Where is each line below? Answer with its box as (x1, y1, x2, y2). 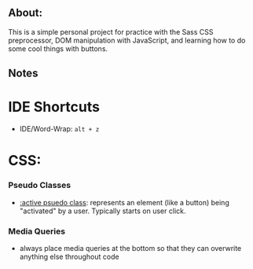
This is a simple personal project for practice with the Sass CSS (8, 27, 214, 36)
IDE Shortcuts (8, 98, 101, 116)
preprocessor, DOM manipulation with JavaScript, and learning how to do (8, 35, 246, 45)
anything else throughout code (19, 252, 119, 261)
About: (8, 6, 43, 20)
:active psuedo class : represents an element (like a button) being (19, 197, 229, 207)
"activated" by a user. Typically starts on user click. (19, 206, 186, 216)
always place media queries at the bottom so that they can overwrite (19, 243, 242, 252)
